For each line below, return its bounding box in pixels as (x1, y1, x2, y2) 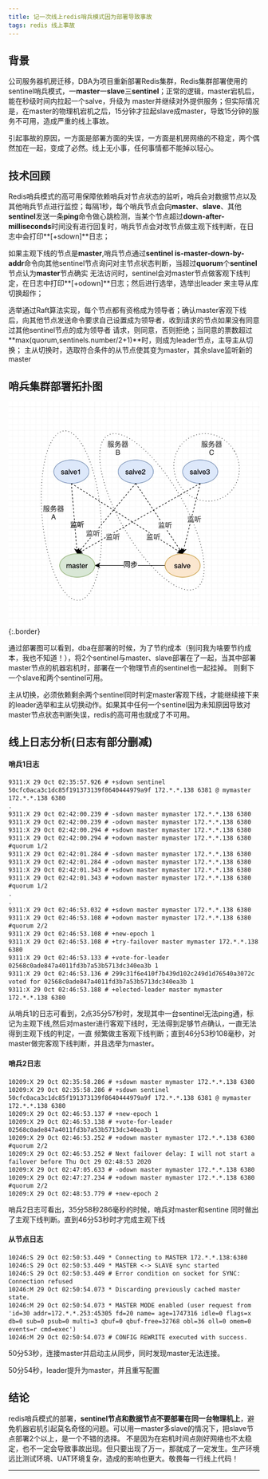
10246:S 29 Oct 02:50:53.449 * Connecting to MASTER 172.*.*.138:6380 (8, 1253, 248, 1261)
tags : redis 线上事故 (8, 21, 76, 30)
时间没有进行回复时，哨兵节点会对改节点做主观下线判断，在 (51, 222, 247, 231)
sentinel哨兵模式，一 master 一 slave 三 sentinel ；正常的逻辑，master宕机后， (8, 86, 259, 96)
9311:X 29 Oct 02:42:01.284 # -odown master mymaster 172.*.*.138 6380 (8, 858, 251, 866)
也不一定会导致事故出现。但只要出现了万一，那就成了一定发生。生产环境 (22, 1443, 260, 1453)
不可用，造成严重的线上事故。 (14, 117, 113, 126)
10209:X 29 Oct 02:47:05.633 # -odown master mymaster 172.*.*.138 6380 (8, 1165, 255, 1173)
